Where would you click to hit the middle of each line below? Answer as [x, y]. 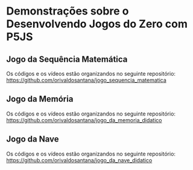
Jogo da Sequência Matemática [67, 59]
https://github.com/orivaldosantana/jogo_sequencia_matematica [87, 80]
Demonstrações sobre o [68, 11]
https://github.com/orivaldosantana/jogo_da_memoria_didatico [84, 120]
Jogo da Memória [40, 99]
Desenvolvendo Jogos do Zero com [97, 24]
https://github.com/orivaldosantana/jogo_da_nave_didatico [79, 160]
